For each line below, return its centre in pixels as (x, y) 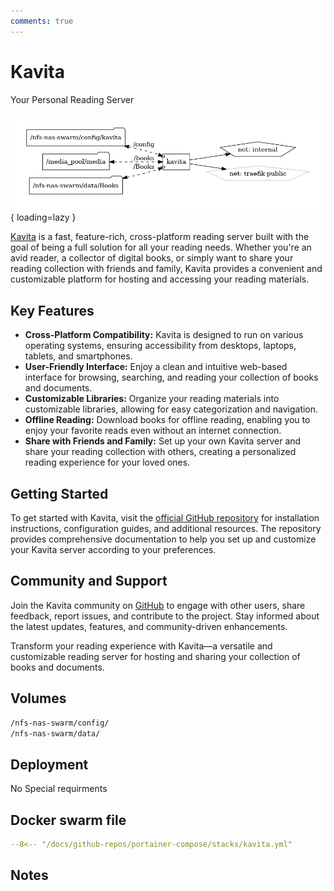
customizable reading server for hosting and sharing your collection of (155, 656)
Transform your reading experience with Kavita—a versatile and (141, 646)
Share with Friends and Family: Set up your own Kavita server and (163, 441)
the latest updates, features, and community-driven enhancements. (149, 626)
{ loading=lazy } (43, 217)
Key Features (52, 310)
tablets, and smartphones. (78, 356)
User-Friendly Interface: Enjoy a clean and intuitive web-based (156, 367)
